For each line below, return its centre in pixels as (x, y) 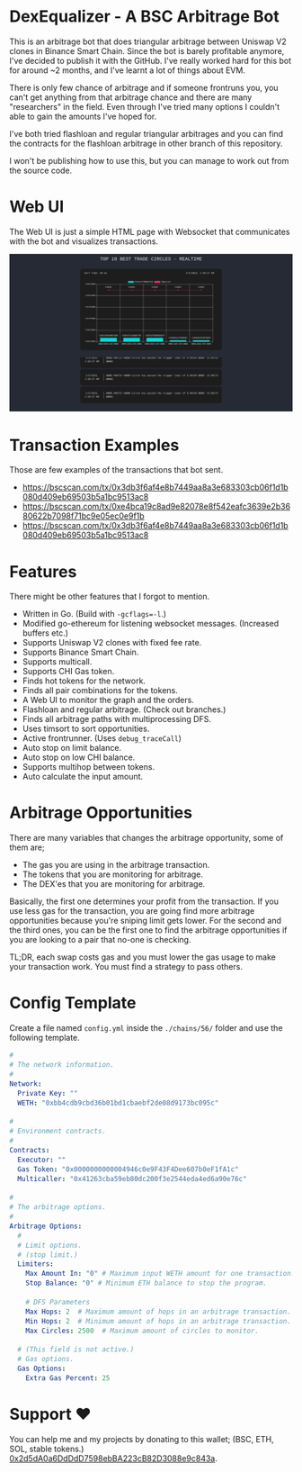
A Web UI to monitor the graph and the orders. (108, 700)
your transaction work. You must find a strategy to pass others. (126, 967)
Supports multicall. (57, 662)
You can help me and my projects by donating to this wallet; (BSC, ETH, (142, 1439)
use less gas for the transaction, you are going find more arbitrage (132, 911)
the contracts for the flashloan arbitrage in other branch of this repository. (146, 143)
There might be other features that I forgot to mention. (110, 597)
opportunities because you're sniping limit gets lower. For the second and (145, 921)
